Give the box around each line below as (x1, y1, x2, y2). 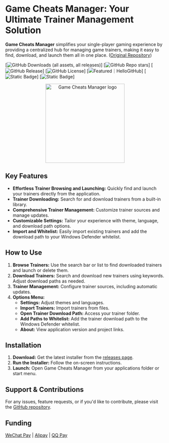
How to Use (5, 249, 43, 257)
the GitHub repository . (5, 404, 52, 410)
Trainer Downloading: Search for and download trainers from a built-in (12, 196, 161, 202)
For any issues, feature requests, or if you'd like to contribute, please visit (5, 398, 158, 405)
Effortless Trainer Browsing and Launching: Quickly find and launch (12, 185, 157, 191)
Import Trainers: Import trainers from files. (20, 305, 110, 311)
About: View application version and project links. (20, 326, 124, 332)
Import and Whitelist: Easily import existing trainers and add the (12, 228, 147, 234)
